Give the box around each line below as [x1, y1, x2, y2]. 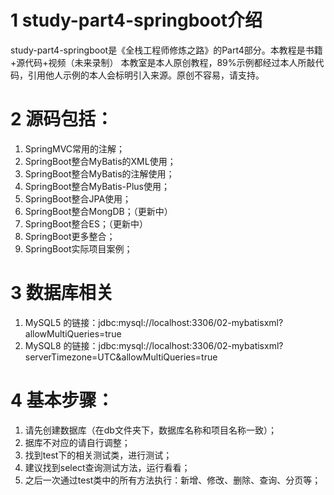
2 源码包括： [10, 108, 114, 131]
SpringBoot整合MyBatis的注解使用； [24, 167, 175, 180]
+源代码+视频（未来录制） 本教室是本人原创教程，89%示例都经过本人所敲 [10, 56, 316, 68]
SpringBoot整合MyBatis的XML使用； [24, 155, 177, 167]
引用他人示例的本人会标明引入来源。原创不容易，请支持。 [27, 69, 265, 81]
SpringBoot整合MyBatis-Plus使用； [24, 180, 171, 192]
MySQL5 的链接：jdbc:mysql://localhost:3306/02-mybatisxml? [24, 316, 284, 328]
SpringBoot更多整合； [24, 230, 116, 242]
